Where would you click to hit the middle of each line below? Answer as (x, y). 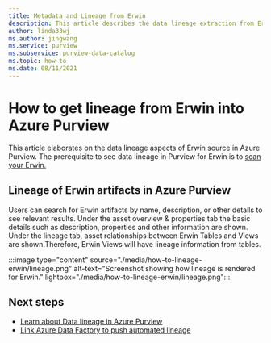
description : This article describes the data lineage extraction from (131, 23)
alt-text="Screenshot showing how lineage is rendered (165, 268)
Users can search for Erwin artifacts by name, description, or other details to (135, 210)
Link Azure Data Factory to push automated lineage (105, 330)
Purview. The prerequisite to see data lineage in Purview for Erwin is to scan (135, 156)
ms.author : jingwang (43, 38)
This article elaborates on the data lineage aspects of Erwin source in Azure (134, 148)
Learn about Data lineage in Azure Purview (91, 322)
